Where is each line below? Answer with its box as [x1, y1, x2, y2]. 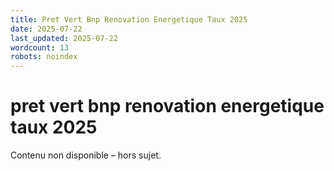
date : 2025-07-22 [10, 24, 83, 34]
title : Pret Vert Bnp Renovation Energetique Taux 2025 [10, 14, 248, 25]
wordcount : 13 [10, 42, 70, 53]
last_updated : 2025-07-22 [10, 33, 118, 43]
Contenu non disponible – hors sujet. [10, 149, 162, 161]
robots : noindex [10, 52, 78, 62]
